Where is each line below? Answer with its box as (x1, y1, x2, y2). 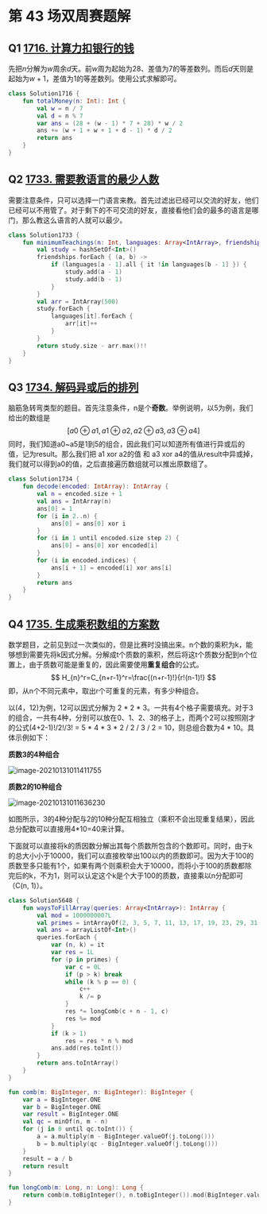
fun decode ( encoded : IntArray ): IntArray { (22, 482, 169, 491)
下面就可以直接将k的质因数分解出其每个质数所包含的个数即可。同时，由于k (8, 841, 253, 850)
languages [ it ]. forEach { (50, 312, 133, 320)
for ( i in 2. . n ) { (37, 512, 98, 520)
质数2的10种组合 (8, 782, 63, 791)
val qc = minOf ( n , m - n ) (22, 1118, 109, 1126)
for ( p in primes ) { (50, 955, 119, 964)
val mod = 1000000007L (37, 911, 112, 919)
